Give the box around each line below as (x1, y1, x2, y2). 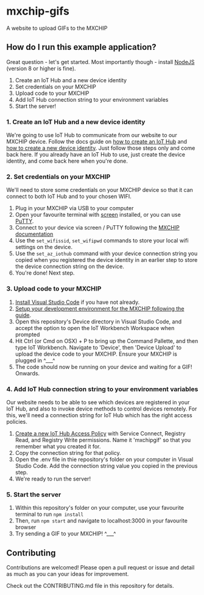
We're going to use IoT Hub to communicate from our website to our (6, 132, 178, 139)
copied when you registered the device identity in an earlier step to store (15, 256, 198, 264)
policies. (6, 418, 27, 425)
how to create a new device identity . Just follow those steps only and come (6, 144, 195, 152)
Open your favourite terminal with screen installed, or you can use (15, 211, 181, 219)
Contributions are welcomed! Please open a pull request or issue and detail (6, 564, 195, 571)
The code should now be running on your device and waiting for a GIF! (15, 363, 192, 370)
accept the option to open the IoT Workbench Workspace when (15, 324, 175, 331)
